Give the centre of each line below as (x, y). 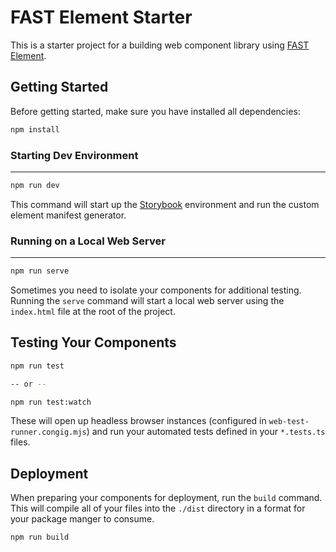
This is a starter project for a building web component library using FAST (160, 45)
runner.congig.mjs (48, 432)
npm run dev (35, 185)
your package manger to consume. (82, 519)
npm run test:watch (51, 402)
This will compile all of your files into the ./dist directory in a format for (158, 508)
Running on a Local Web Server (88, 241)
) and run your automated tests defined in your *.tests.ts (206, 432)
